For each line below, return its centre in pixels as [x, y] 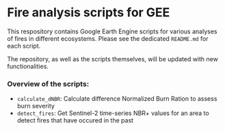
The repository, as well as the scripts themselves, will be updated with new [113, 59]
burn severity [36, 106]
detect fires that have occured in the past [75, 120]
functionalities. [28, 66]
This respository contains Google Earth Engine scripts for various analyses [112, 31]
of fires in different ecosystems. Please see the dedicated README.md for [108, 38]
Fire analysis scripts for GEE [89, 13]
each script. [24, 46]
